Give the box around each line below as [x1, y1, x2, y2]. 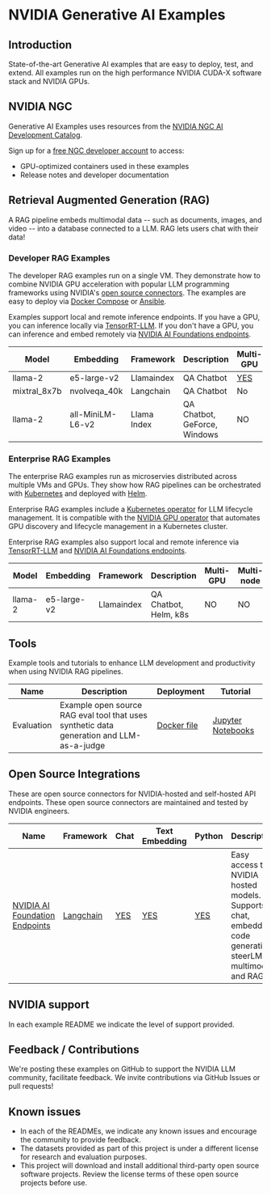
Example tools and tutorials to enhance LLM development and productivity [8, 658, 256, 668]
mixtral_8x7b [12, 385, 62, 396]
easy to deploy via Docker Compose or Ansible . [8, 296, 167, 306]
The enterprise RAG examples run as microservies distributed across [8, 472, 238, 481]
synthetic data [60, 720, 115, 731]
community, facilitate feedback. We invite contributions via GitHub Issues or [8, 1073, 261, 1083]
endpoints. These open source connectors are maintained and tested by [8, 797, 248, 807]
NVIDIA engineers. [8, 806, 70, 816]
